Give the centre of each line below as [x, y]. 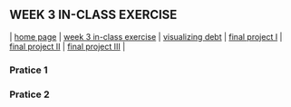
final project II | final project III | [68, 46]
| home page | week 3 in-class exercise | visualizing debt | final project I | [146, 36]
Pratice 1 [29, 70]
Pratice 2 [29, 94]
